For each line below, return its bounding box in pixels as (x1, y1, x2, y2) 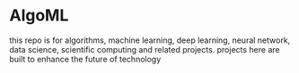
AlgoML (9, 5, 69, 26)
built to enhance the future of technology (9, 53, 162, 64)
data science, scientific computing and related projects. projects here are (9, 44, 280, 54)
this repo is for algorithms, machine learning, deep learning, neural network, (9, 35, 291, 45)
